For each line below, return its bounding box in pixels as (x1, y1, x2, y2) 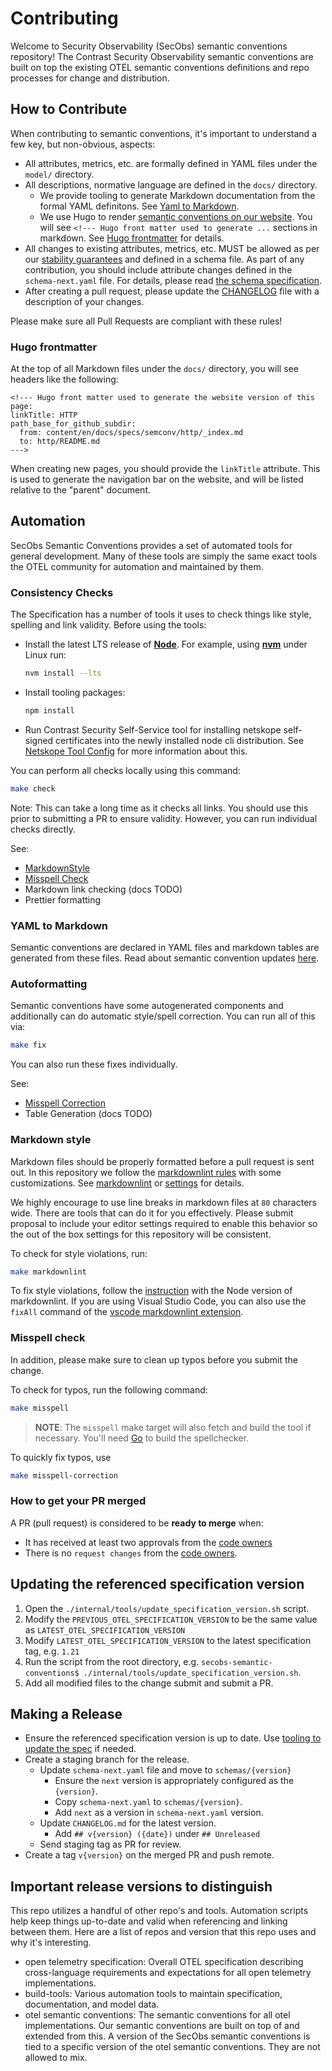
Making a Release (10, 1705, 123, 1722)
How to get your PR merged (10, 1494, 147, 1508)
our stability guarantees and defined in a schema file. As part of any (24, 253, 305, 265)
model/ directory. (24, 168, 95, 180)
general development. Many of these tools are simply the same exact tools (10, 550, 318, 562)
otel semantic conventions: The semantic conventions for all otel (24, 2009, 291, 2021)
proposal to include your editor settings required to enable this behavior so (10, 1217, 318, 1229)
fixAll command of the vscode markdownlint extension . (10, 1306, 244, 1318)
